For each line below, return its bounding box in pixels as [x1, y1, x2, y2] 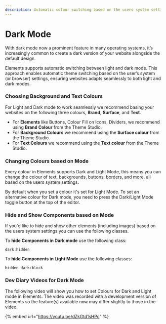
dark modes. [5, 81, 31, 86]
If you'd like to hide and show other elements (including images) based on [5, 223, 156, 229]
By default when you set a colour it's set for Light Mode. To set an [5, 189, 139, 195]
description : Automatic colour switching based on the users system [5, 7, 149, 12]
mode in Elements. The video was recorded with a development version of [5, 293, 157, 299]
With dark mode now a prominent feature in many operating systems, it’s [5, 45, 153, 51]
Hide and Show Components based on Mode [5, 212, 114, 219]
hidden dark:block [5, 265, 43, 271]
